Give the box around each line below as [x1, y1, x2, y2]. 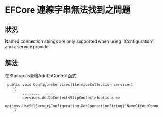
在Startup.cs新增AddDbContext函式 [5, 72, 77, 78]
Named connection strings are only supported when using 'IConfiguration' [5, 38, 154, 44]
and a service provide [5, 44, 49, 49]
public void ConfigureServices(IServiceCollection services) [7, 82, 133, 87]
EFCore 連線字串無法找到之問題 [5, 4, 131, 16]
